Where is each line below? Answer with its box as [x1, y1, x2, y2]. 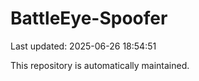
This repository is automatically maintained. [10, 59, 190, 71]
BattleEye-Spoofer [10, 7, 168, 30]
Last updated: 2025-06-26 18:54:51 [10, 40, 157, 52]
